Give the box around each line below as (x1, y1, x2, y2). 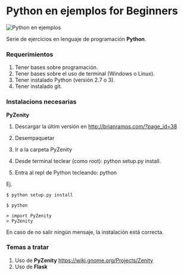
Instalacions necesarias (6, 98, 77, 106)
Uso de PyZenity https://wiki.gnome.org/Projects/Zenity (14, 257, 154, 264)
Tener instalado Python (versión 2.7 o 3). (14, 76, 115, 84)
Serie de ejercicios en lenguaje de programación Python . (6, 35, 146, 42)
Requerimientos (6, 50, 54, 58)
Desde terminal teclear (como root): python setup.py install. (14, 157, 161, 164)
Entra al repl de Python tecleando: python (14, 168, 117, 176)
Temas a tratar (6, 243, 49, 251)
